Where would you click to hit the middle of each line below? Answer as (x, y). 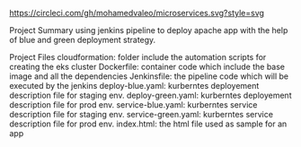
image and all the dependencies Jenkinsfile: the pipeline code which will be (149, 76)
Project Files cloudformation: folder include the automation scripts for (138, 57)
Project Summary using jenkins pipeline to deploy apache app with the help (149, 30)
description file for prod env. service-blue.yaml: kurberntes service (133, 105)
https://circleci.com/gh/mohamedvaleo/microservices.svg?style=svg (137, 13)
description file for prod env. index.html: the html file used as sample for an (148, 124)
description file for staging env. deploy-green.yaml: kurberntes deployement (150, 95)
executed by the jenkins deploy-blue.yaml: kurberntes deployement (134, 86)
